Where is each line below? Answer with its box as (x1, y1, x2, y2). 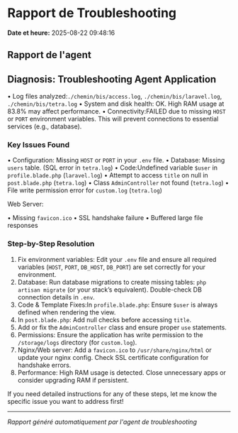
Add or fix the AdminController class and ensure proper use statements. (17, 323, 227, 331)
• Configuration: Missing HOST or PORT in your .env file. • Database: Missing (7, 156, 225, 165)
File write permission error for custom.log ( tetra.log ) (7, 186, 163, 194)
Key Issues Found (7, 140, 70, 150)
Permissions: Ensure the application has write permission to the (17, 330, 203, 339)
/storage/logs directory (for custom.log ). (17, 338, 137, 346)
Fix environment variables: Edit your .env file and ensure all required (17, 255, 217, 263)
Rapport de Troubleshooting (7, 5, 177, 21)
